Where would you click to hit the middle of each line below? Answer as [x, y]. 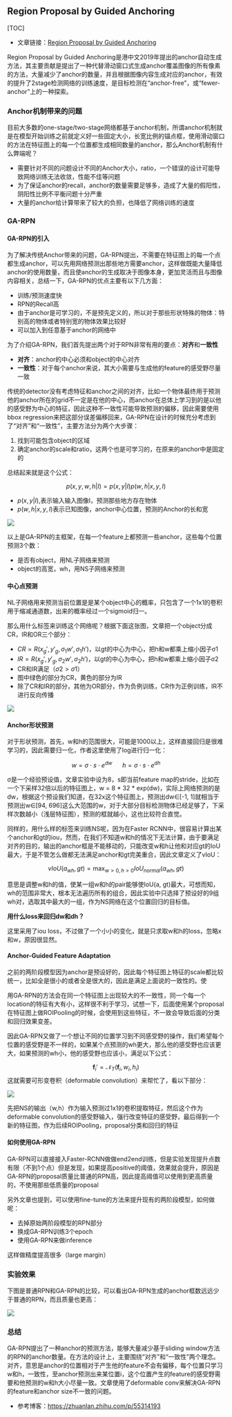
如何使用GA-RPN [31, 1142]
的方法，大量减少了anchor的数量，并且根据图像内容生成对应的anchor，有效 [115, 74]
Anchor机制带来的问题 [45, 111]
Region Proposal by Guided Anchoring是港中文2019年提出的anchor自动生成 [115, 57]
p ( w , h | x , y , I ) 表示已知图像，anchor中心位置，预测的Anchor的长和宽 [113, 509]
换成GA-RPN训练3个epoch [55, 1231]
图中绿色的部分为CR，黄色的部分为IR [69, 678]
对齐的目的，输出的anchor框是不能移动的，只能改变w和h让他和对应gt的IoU [114, 846]
